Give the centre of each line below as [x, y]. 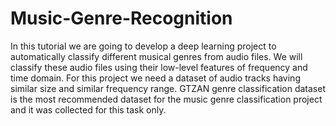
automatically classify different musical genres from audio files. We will [156, 56]
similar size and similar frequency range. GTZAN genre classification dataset [168, 88]
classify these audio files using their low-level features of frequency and [159, 67]
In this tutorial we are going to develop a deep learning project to [143, 46]
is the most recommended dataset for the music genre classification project [166, 99]
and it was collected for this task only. [88, 109]
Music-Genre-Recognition [121, 18]
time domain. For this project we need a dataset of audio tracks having [155, 78]
